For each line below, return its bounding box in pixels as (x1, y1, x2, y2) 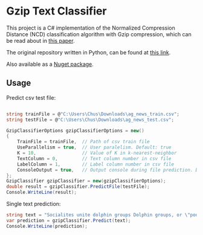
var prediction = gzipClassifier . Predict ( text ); (6, 217, 131, 224)
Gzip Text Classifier (6, 4, 107, 18)
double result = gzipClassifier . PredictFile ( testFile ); (6, 184, 150, 190)
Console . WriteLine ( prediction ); (6, 223, 88, 229)
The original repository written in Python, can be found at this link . (6, 48, 171, 56)
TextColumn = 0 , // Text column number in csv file (17, 155, 172, 161)
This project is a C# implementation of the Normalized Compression (6, 24, 175, 31)
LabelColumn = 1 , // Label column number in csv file (17, 161, 174, 167)
